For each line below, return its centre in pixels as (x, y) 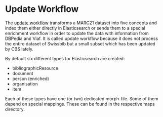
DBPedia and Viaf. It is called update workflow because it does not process (81, 39)
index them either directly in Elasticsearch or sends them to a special (75, 28)
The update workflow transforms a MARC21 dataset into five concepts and (81, 23)
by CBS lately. (19, 49)
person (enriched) (31, 78)
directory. (15, 109)
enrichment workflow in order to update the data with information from (77, 33)
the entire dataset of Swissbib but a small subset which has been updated (80, 43)
